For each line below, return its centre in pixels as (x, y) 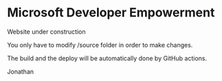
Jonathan (21, 71)
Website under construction (46, 32)
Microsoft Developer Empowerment (111, 13)
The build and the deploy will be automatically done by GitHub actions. (107, 58)
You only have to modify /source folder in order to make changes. (100, 45)
